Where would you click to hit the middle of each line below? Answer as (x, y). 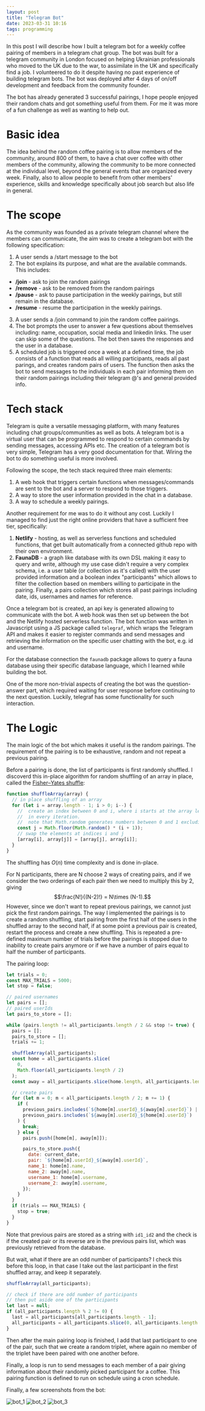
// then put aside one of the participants (63, 1300)
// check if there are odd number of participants (72, 1294)
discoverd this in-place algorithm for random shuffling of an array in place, (100, 776)
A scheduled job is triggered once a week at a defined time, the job (99, 352)
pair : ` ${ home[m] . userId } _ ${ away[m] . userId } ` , (88, 1161)
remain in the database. (45, 301)
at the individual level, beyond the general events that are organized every (99, 171)
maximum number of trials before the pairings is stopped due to (107, 938)
